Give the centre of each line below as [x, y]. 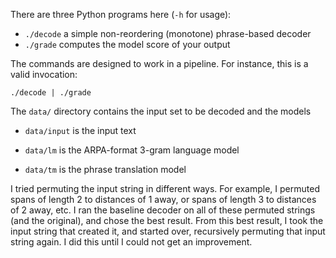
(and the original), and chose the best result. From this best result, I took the [167, 220]
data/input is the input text [80, 130]
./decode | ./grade [51, 93]
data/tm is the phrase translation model [105, 169]
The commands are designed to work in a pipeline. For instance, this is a [159, 63]
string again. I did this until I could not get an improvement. [131, 242]
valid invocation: [44, 74]
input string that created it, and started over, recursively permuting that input [168, 231]
